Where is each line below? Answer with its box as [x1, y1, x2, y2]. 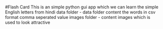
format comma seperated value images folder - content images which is [5, 14, 151, 20]
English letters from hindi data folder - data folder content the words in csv [5, 9, 156, 15]
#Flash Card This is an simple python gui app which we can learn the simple [5, 4, 159, 10]
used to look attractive [5, 19, 50, 25]
